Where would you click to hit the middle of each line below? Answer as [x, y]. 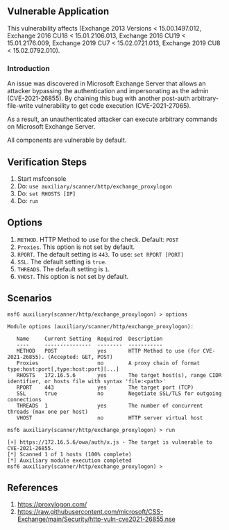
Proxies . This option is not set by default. [76, 247]
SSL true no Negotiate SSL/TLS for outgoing [119, 393]
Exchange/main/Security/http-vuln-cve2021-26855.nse [96, 519]
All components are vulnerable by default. [67, 140]
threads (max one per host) [48, 412]
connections [24, 399]
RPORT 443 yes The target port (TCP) [105, 387]
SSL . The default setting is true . [62, 262]
